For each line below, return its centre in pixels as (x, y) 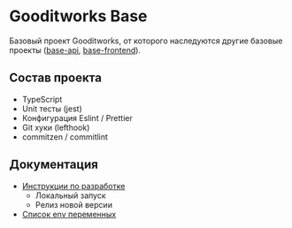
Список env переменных (69, 214)
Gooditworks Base (78, 16)
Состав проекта (55, 78)
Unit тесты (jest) (52, 109)
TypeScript (42, 99)
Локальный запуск (70, 195)
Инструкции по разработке (73, 186)
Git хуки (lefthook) (56, 127)
